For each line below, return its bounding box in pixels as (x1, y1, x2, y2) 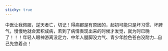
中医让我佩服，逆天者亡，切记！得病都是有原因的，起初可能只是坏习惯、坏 (5, 21, 158, 27)
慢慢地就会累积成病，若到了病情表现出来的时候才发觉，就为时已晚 (13, 28, 150, 34)
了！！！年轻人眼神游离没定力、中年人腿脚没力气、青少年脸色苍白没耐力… (5, 34, 158, 40)
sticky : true (5, 7, 32, 12)
